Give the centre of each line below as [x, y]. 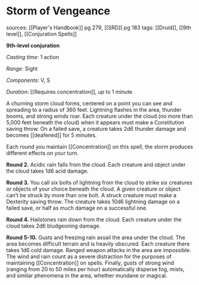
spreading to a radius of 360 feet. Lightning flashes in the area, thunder [94, 109]
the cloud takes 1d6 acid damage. [47, 171]
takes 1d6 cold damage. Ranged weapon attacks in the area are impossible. [99, 250]
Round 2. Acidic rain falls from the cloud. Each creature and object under [96, 164]
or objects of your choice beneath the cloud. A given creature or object [93, 189]
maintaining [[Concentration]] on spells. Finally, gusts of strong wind [90, 263]
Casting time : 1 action [33, 57]
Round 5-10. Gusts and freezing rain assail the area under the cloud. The [96, 237]
